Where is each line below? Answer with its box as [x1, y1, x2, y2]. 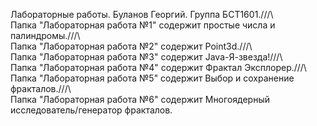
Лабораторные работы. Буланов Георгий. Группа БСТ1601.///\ [10, 9, 274, 20]
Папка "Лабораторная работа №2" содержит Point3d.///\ [10, 40, 253, 52]
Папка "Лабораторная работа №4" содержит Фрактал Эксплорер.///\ [10, 62, 307, 73]
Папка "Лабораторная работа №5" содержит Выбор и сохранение [10, 72, 295, 84]
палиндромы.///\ [10, 30, 81, 41]
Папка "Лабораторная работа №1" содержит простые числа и [10, 19, 276, 31]
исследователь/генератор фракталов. [10, 104, 173, 116]
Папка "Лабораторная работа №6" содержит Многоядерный [10, 94, 270, 105]
